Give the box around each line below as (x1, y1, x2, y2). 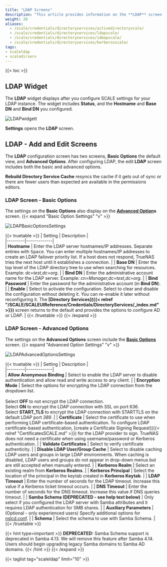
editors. (5, 184, 21, 190)
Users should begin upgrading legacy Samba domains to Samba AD (5, 541, 145, 547)
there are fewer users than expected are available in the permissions (5, 179, 146, 185)
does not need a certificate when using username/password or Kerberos (5, 435, 155, 441)
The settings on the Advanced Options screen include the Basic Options (5, 336, 156, 342)
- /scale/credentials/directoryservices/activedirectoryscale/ (9, 26, 144, 31)
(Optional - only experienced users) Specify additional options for (5, 510, 140, 516)
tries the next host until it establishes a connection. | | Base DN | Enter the (5, 259, 157, 265)
